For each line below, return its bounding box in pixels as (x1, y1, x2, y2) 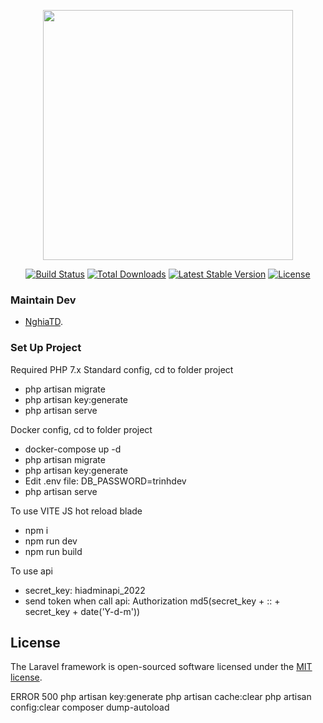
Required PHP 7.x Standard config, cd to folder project (10, 363, 234, 375)
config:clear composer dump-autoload (10, 701, 170, 714)
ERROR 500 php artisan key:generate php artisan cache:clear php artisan (10, 691, 312, 703)
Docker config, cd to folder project (10, 423, 153, 435)
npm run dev (24, 535, 78, 547)
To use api (10, 565, 53, 577)
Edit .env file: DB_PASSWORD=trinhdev (24, 475, 187, 487)
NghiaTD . (24, 316, 64, 328)
